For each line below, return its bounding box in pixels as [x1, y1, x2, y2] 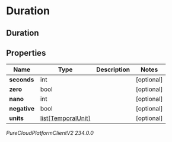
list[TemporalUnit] [40, 114, 91, 122]
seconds [9, 75, 34, 84]
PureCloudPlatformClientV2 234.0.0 [6, 130, 94, 137]
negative [9, 105, 34, 113]
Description [96, 65, 130, 74]
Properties [6, 48, 46, 58]
